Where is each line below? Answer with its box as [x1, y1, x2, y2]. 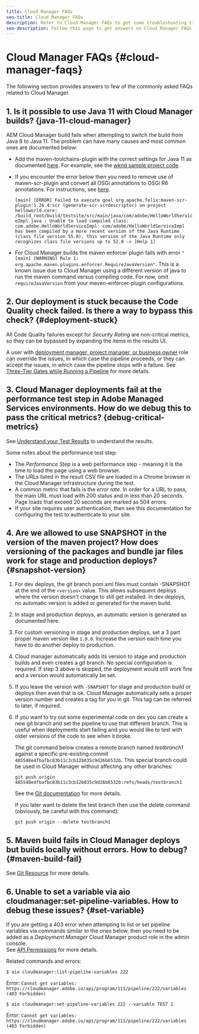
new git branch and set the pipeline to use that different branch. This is [14, 720, 188, 727]
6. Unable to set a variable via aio [6, 886, 130, 897]
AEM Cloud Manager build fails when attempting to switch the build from [6, 132, 184, 138]
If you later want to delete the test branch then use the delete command [14, 801, 190, 809]
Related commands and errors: [6, 958, 82, 965]
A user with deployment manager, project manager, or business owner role [6, 348, 188, 356]
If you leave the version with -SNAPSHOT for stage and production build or [14, 683, 191, 690]
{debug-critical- [103, 412, 165, 422]
